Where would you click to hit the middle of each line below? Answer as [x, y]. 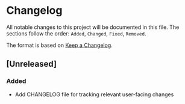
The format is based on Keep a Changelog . [59, 45]
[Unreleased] [32, 64]
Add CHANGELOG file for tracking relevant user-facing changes [94, 94]
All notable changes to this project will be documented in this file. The [93, 27]
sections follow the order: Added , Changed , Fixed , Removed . [76, 33]
